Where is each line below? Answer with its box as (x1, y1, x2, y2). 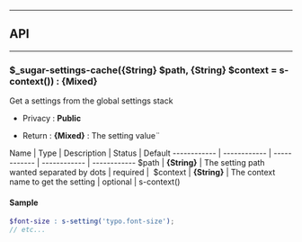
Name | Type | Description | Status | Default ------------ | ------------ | (9, 148, 272, 158)
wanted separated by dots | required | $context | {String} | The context (9, 167, 276, 178)
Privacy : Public (22, 113, 82, 124)
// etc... (9, 226, 47, 235)
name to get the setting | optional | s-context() (9, 176, 181, 187)
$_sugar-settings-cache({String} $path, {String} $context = (9, 64, 278, 76)
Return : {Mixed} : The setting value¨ (22, 130, 161, 141)
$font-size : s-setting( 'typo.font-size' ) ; (9, 217, 175, 226)
